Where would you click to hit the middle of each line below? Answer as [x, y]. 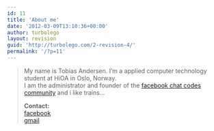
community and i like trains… [64, 92]
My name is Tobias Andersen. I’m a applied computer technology [115, 71]
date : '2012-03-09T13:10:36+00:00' [58, 26]
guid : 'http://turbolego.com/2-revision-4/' [71, 45]
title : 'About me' [33, 20]
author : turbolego [33, 32]
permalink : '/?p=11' [37, 52]
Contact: [37, 106]
